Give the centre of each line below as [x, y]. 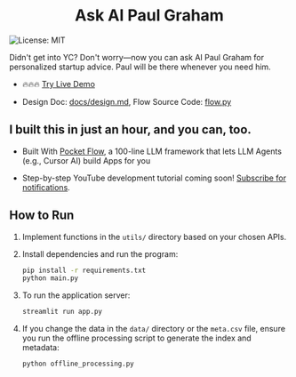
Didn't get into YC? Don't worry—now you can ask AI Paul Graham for [137, 57]
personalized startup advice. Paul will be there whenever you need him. [140, 67]
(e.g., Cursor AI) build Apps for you [86, 160]
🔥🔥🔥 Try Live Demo [59, 84]
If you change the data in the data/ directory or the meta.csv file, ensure [154, 329]
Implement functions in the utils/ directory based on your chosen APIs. [154, 237]
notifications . [46, 187]
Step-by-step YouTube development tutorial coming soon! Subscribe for [154, 178]
